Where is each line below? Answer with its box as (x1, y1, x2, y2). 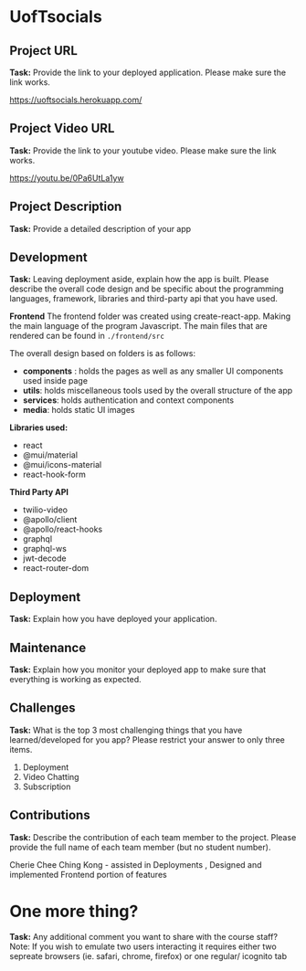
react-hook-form (22, 469, 87, 480)
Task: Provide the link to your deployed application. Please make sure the (9, 67, 286, 78)
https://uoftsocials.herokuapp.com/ (9, 94, 142, 105)
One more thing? (9, 901, 139, 922)
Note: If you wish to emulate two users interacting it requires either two (9, 941, 277, 952)
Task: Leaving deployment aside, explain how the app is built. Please (9, 274, 269, 285)
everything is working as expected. (9, 674, 142, 685)
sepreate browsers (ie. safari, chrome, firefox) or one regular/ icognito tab (9, 950, 288, 961)
